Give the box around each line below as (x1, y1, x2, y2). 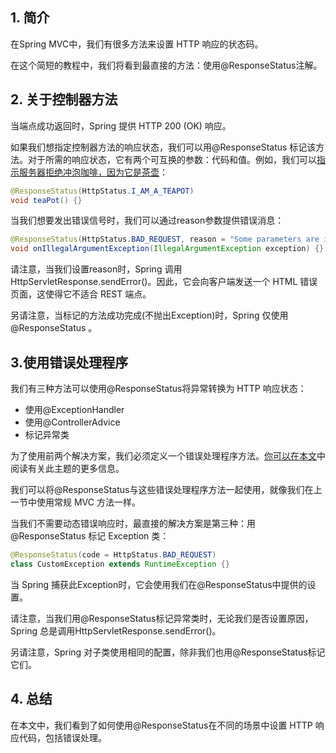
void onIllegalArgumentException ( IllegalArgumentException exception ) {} (10, 244, 325, 254)
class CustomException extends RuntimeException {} (10, 559, 230, 569)
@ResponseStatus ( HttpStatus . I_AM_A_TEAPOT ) (10, 186, 195, 196)
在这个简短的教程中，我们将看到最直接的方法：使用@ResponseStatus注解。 (10, 59, 323, 71)
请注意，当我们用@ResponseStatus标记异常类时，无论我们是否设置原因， (10, 612, 314, 624)
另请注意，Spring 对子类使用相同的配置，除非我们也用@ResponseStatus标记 (10, 646, 326, 658)
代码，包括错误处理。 (18, 731, 107, 743)
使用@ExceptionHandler (24, 403, 125, 415)
